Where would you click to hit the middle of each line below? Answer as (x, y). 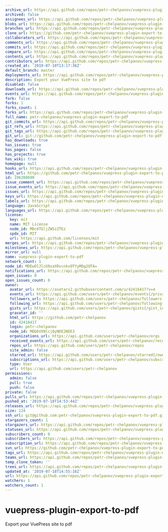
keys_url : (15, 196)
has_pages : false (23, 150)
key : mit (19, 220)
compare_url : (19, 52)
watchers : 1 (17, 481)
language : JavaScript (28, 206)
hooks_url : (16, 168)
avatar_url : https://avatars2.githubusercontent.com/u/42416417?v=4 (82, 290)
